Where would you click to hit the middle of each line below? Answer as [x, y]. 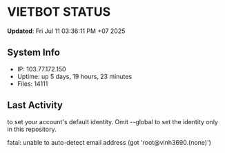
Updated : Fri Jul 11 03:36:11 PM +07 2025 [66, 31]
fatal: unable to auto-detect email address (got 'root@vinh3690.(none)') [109, 142]
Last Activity [35, 105]
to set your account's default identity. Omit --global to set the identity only [113, 121]
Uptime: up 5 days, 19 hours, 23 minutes [75, 76]
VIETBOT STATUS [59, 12]
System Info [34, 52]
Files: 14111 [32, 84]
